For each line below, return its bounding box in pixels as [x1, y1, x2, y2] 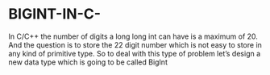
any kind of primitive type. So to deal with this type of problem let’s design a [8, 48, 261, 58]
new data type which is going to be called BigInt [8, 57, 168, 67]
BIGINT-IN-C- [8, 5, 102, 23]
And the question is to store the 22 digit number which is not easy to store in [8, 40, 262, 49]
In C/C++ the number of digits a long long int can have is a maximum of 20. [8, 31, 258, 41]
